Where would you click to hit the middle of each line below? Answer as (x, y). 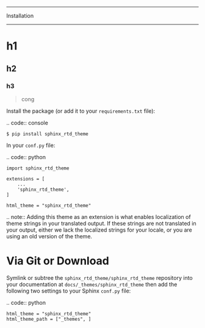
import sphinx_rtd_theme (38, 168)
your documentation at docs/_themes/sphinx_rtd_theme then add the (92, 284)
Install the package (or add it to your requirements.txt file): (81, 111)
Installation (20, 16)
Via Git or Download (58, 261)
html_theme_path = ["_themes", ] (49, 319)
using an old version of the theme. (49, 236)
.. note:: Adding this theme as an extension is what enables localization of (99, 216)
